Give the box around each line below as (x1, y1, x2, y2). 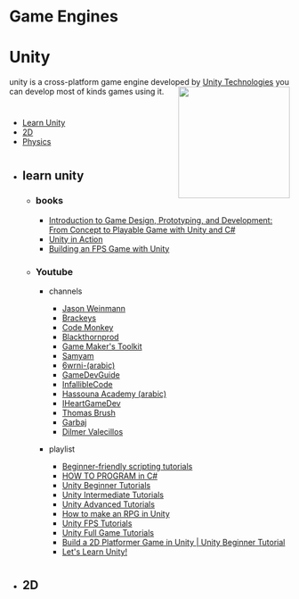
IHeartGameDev (61, 398, 122, 409)
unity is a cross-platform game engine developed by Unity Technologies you (9, 77, 289, 87)
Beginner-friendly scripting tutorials (61, 462, 193, 472)
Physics (21, 137, 52, 147)
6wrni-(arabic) (61, 360, 116, 371)
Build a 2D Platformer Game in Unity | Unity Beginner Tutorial (61, 537, 286, 548)
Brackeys (61, 312, 96, 323)
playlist (48, 444, 76, 454)
